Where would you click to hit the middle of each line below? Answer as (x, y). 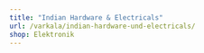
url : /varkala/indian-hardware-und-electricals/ (102, 26)
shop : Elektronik (42, 34)
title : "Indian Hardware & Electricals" (87, 18)
